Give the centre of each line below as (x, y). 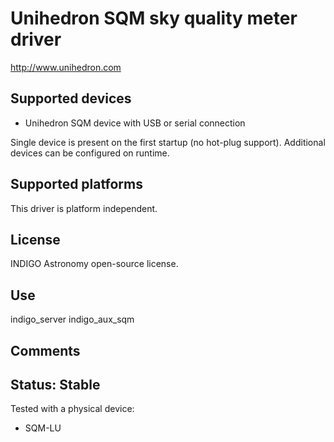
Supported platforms (76, 184)
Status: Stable (55, 384)
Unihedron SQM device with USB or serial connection (135, 123)
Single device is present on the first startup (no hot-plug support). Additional (168, 142)
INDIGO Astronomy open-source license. (94, 264)
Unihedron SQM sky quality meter (154, 18)
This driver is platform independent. (84, 208)
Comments (45, 350)
